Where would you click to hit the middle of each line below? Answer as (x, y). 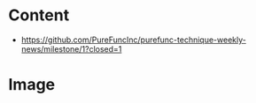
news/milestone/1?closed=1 (71, 48)
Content (39, 15)
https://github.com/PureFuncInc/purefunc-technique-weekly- (134, 40)
